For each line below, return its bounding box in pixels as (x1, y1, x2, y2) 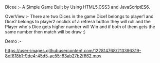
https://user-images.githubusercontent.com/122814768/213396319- (5, 48, 142, 53)
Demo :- (5, 38, 22, 44)
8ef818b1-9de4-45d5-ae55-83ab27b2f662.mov (5, 53, 102, 59)
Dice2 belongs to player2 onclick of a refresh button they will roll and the (5, 19, 151, 24)
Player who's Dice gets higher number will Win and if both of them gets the (5, 24, 156, 30)
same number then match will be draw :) (5, 29, 86, 34)
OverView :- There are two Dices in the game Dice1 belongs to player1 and (5, 14, 154, 19)
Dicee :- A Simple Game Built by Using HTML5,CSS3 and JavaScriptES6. (5, 4, 150, 10)
